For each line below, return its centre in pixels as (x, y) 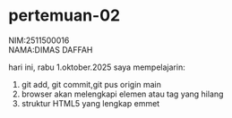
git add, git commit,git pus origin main (91, 84)
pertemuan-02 (64, 16)
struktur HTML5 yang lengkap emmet (90, 103)
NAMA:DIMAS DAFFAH (51, 49)
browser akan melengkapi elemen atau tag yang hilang (122, 94)
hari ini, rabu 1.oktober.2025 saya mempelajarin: (97, 67)
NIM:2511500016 (39, 40)
